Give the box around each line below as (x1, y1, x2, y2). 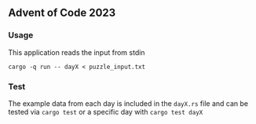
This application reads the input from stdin (8, 47, 145, 57)
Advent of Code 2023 (8, 6, 116, 20)
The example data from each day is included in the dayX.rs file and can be (8, 98, 249, 108)
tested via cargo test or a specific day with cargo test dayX (8, 107, 203, 116)
